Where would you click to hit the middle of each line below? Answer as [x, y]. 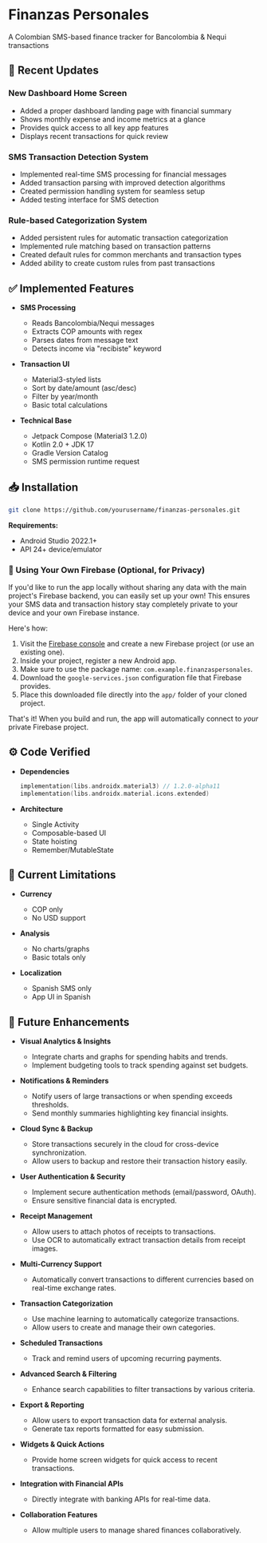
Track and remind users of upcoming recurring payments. [126, 1358]
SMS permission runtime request [86, 462]
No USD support [59, 918]
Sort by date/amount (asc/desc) [84, 388]
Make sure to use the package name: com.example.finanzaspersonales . [136, 670]
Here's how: [28, 628]
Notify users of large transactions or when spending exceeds [132, 1096]
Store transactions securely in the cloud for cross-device [125, 1144]
